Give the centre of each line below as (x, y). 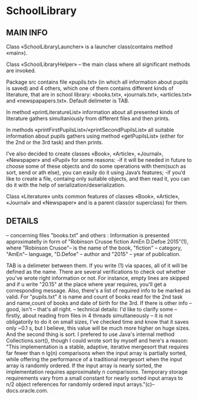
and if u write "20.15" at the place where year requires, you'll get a (86, 284)
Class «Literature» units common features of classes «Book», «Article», (93, 196)
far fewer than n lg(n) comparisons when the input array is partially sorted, (97, 353)
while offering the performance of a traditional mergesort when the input (94, 359)
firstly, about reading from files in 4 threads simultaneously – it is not (89, 315)
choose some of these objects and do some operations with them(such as (96, 166)
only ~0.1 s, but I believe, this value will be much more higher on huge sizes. (98, 328)
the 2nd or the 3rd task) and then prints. (55, 142)
